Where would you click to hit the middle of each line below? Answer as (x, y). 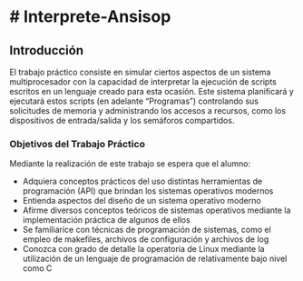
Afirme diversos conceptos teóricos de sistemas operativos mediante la (156, 210)
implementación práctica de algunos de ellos (106, 220)
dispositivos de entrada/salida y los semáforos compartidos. (122, 120)
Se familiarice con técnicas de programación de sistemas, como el (147, 230)
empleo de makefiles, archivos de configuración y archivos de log (146, 239)
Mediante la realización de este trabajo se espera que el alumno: (130, 164)
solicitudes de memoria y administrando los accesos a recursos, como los (148, 110)
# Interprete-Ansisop (90, 17)
